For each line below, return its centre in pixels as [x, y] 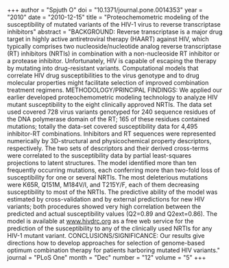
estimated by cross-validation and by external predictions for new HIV [106, 199]
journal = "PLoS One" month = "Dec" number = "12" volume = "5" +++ [107, 257]
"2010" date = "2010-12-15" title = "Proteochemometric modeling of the [108, 17]
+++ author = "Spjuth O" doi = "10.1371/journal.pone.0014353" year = [105, 10]
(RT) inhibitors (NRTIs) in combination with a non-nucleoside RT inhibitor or [113, 53]
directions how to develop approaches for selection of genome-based [106, 243]
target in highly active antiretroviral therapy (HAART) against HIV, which [108, 39]
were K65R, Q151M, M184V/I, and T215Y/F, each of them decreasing [103, 185]
